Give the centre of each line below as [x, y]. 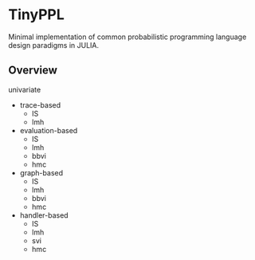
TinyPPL [37, 15]
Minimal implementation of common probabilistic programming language [127, 37]
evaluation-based [49, 130]
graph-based [41, 172]
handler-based [44, 215]
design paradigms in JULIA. [54, 45]
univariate [25, 89]
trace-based [40, 104]
